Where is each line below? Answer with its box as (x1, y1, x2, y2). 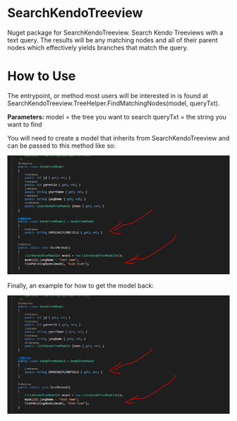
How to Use (7, 69, 76, 84)
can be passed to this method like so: (7, 141, 116, 150)
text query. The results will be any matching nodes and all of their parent (7, 35, 218, 44)
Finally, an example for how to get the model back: (7, 281, 154, 290)
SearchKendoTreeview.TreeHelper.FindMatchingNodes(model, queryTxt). (7, 99, 220, 107)
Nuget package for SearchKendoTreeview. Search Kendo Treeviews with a (7, 28, 224, 37)
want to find (7, 120, 42, 129)
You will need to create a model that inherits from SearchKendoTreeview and (7, 134, 230, 142)
